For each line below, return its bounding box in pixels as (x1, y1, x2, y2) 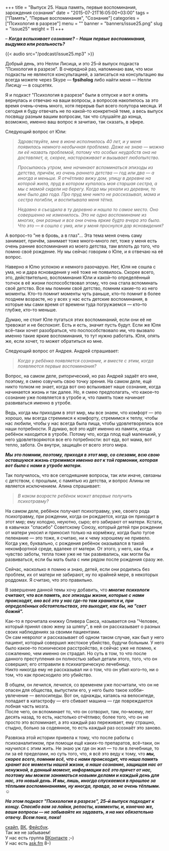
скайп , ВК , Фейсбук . (5, 824, 49, 830)
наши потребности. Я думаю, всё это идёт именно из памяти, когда (5, 426, 152, 432)
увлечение (5, 693, 29, 698)
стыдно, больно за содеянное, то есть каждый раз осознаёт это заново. (5, 725, 162, 731)
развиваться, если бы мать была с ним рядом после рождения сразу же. (5, 556, 164, 562)
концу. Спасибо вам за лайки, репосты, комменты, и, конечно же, (5, 803, 154, 809)
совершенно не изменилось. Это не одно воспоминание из (17, 212, 147, 218)
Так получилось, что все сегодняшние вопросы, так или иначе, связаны (5, 472, 161, 478)
